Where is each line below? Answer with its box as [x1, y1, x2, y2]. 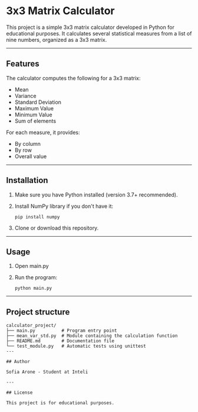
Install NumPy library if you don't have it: [14, 202, 114, 210]
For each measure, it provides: [6, 129, 81, 136]
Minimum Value [14, 111, 52, 118]
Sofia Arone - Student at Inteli [6, 369, 88, 375]
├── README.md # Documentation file [6, 338, 115, 344]
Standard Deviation [14, 99, 62, 106]
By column [14, 140, 41, 147]
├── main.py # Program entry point [6, 328, 117, 334]
